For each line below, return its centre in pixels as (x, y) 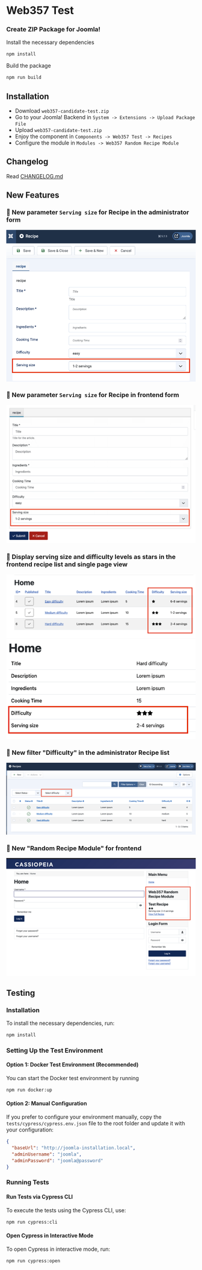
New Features (33, 196)
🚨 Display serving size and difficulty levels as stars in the (91, 557)
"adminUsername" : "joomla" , (47, 1154)
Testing (21, 993)
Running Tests (28, 1183)
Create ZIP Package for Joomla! (54, 30)
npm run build (24, 78)
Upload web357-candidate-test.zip (58, 130)
